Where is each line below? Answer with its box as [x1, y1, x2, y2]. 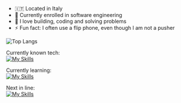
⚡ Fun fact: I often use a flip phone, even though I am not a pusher [14, 25, 175, 31]
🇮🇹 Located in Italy [14, 5, 63, 12]
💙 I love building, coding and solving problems [14, 18, 127, 25]
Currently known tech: [6, 49, 60, 56]
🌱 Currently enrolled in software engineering [14, 12, 122, 18]
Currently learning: [6, 67, 52, 74]
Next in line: [6, 84, 35, 91]
